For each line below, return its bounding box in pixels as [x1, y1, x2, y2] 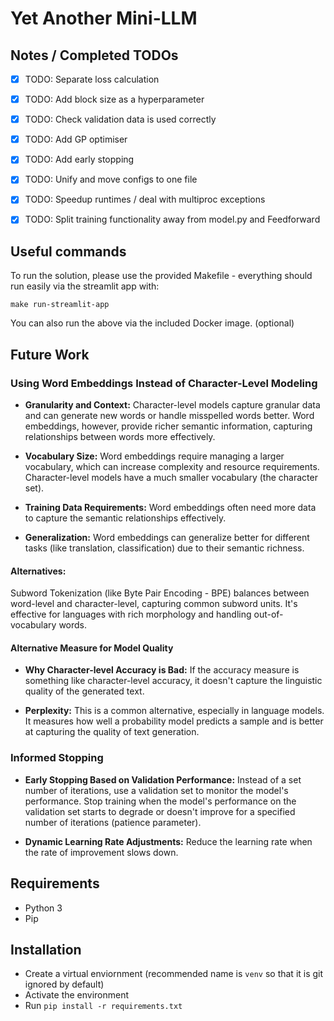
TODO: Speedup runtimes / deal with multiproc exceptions [24, 193, 266, 206]
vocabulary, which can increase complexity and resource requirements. [24, 461, 320, 472]
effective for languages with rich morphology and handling [10, 608, 252, 621]
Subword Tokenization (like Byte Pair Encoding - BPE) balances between [10, 587, 310, 599]
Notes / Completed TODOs [10, 47, 179, 64]
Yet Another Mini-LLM [10, 7, 198, 30]
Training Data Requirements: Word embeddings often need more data [24, 502, 317, 513]
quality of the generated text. [24, 685, 145, 697]
